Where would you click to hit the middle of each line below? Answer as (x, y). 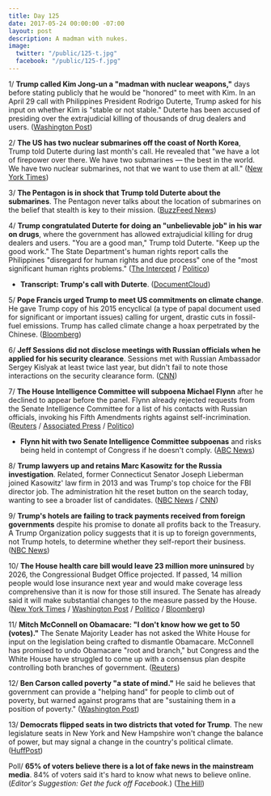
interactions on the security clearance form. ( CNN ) (93, 375)
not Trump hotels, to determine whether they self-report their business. (127, 541)
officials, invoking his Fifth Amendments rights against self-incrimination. (129, 417)
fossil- (245, 317)
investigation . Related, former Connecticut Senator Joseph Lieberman (126, 474)
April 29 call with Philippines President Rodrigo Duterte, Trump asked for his (135, 101)
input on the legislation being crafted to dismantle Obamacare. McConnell (131, 641)
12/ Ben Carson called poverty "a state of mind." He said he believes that (132, 683)
